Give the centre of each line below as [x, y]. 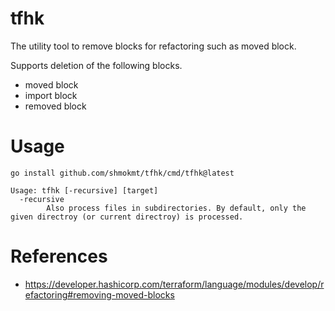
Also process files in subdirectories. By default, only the [176, 208]
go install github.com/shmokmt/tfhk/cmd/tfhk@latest [122, 173]
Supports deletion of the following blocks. [96, 65]
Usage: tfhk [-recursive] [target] [84, 190]
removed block [55, 106]
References [59, 256]
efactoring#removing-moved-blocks [99, 294]
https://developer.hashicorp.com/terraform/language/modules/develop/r [174, 284]
